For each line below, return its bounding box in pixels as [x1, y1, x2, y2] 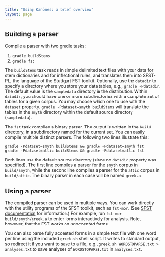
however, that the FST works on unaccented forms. [5, 221, 109, 227]
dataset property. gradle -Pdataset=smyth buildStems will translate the [5, 104, 149, 110]
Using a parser [5, 187, 51, 195]
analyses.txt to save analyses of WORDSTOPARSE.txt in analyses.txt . [5, 246, 143, 252]
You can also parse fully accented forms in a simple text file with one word [5, 230, 157, 236]
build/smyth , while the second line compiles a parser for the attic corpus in [5, 167, 160, 173]
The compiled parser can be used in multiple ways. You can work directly [5, 200, 154, 206]
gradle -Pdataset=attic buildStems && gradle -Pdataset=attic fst [5, 148, 144, 153]
